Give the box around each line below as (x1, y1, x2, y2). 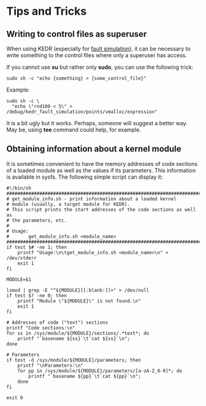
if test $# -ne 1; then (6, 244, 67, 250)
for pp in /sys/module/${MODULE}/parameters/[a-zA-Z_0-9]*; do (17, 367, 183, 374)
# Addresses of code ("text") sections (6, 319, 109, 326)
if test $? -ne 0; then (6, 292, 67, 299)
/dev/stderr (6, 255, 37, 261)
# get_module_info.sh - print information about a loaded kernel (6, 195, 177, 202)
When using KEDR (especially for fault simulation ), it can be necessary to (6, 45, 191, 52)
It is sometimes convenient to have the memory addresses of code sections (6, 160, 198, 167)
